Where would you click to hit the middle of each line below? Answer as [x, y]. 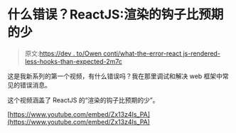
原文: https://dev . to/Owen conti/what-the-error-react [103, 53]
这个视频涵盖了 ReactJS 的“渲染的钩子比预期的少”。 [83, 100]
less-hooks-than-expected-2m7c [73, 61]
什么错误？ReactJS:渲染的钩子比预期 [116, 15]
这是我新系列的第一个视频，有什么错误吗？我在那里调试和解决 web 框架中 [115, 76]
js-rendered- [202, 53]
